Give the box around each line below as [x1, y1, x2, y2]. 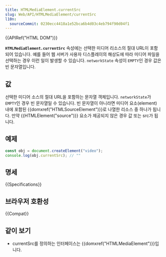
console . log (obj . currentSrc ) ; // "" [5, 153, 81, 158]
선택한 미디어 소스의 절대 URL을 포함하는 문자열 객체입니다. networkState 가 [5, 94, 151, 100]
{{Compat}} [5, 211, 29, 217]
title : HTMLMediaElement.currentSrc [5, 7, 81, 12]
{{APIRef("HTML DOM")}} [5, 35, 58, 41]
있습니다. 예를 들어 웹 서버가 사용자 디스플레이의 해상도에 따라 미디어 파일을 [14, 51, 160, 57]
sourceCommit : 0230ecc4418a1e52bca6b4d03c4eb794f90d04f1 [9, 21, 130, 26]
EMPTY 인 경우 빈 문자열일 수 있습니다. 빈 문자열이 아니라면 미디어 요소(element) [5, 100, 158, 106]
